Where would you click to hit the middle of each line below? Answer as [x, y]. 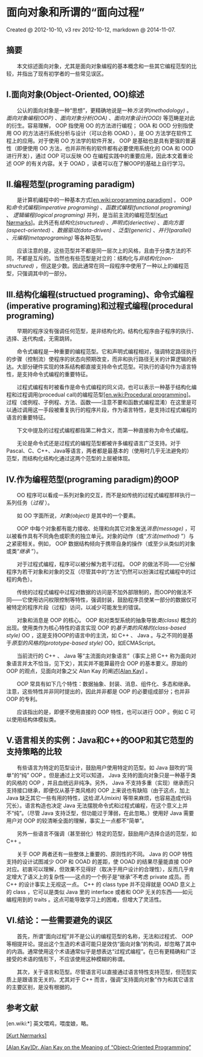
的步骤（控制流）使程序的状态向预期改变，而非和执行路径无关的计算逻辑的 [99, 359]
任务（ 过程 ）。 [35, 503]
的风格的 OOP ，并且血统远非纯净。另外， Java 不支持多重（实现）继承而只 [100, 782]
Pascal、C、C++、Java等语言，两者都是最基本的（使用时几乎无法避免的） [99, 451]
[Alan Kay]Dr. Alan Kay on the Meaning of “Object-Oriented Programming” [99, 1047]
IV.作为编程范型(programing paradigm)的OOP [93, 479]
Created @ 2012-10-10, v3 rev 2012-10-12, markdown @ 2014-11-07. [91, 29]
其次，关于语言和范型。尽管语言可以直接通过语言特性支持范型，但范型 [104, 971]
